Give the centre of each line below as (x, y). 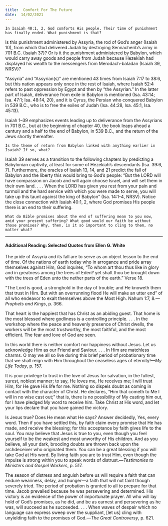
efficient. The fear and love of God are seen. (51, 335)
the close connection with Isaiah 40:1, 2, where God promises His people (80, 202)
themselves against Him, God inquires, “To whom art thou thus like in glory (82, 267)
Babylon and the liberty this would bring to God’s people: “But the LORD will (83, 175)
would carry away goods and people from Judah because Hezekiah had (79, 58)
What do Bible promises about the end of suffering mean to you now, (79, 217)
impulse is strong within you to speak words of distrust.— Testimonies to (79, 460)
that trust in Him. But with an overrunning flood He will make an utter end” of (84, 293)
